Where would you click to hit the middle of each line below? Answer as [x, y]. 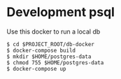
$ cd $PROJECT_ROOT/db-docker [51, 44]
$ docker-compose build [41, 50]
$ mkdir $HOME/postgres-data [49, 57]
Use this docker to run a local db [54, 31]
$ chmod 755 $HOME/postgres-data [55, 63]
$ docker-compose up [37, 69]
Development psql [60, 12]
